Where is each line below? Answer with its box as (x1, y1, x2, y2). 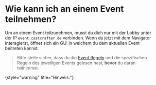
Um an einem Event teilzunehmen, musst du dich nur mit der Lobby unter (5, 30, 152, 35)
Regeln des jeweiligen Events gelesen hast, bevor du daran (17, 60, 136, 66)
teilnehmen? (5, 14, 57, 25)
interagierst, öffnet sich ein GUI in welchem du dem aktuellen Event (5, 40, 140, 46)
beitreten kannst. (5, 45, 39, 51)
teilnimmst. (17, 65, 39, 71)
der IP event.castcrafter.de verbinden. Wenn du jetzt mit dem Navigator (5, 35, 152, 41)
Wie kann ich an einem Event (5, 3, 124, 15)
